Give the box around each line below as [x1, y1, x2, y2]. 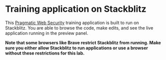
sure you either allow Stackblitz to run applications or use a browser [5, 45, 148, 51]
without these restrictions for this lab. [5, 50, 85, 56]
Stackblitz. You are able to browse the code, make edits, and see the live [5, 25, 154, 30]
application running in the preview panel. [5, 30, 88, 36]
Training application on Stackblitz [5, 3, 147, 15]
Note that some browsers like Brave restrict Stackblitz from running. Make [5, 39, 161, 45]
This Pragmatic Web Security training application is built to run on [5, 20, 139, 26]
